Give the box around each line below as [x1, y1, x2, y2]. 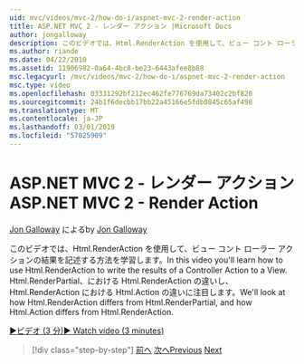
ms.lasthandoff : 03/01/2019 [9, 123, 116, 132]
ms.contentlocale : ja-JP [9, 114, 103, 123]
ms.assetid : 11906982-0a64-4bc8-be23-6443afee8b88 [9, 64, 204, 73]
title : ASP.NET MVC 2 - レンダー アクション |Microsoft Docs [9, 22, 233, 31]
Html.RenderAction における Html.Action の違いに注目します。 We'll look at [9, 286, 286, 297]
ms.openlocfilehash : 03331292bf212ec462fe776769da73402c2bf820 [9, 89, 253, 98]
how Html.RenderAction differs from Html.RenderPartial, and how [9, 296, 252, 308]
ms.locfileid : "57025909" [9, 131, 107, 140]
